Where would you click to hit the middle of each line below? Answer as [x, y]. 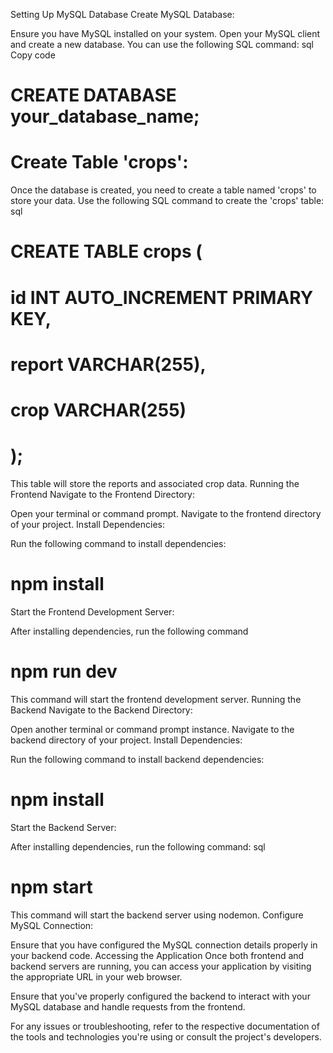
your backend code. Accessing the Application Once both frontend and [157, 955]
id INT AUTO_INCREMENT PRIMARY [162, 297]
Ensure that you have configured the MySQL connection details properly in [164, 945]
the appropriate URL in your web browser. [96, 976]
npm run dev [64, 671]
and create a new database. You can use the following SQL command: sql [162, 44]
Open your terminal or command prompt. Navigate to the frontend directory [166, 513]
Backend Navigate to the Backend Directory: [101, 710]
